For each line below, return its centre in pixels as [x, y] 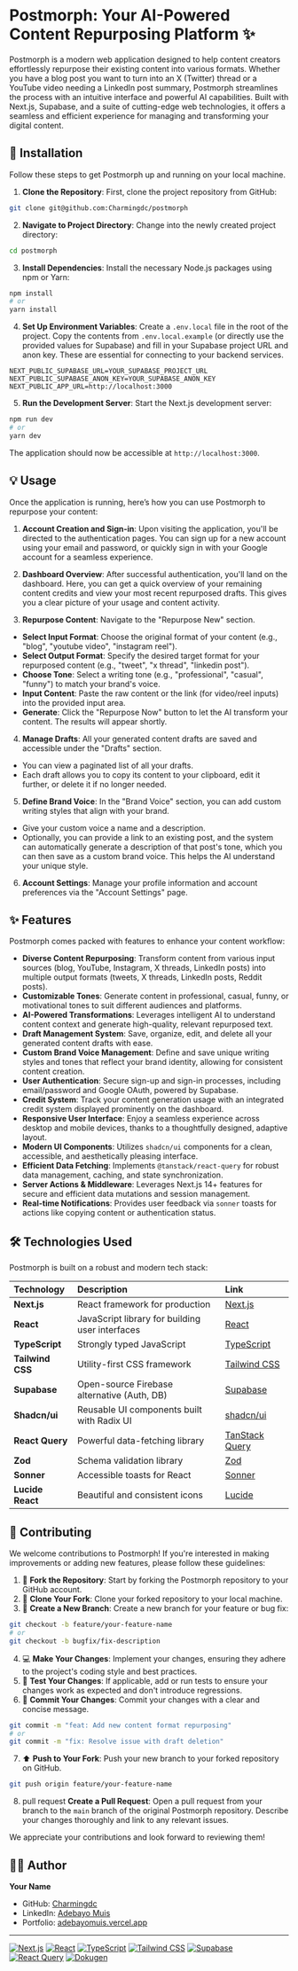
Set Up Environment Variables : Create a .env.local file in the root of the [155, 327]
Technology [39, 1289]
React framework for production [144, 1304]
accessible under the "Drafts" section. [92, 748]
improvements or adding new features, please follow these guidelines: [137, 1563]
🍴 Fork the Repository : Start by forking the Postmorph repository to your [155, 1580]
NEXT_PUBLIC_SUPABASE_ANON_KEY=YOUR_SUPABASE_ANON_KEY [113, 379]
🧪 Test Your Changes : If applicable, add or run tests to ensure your [145, 1680]
